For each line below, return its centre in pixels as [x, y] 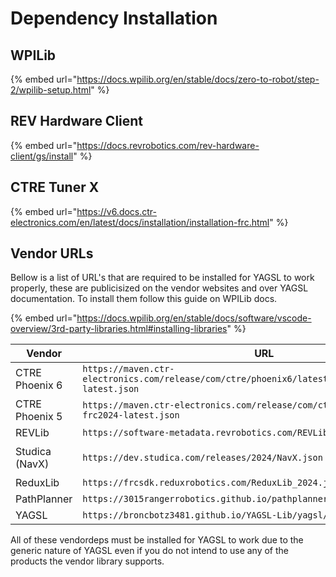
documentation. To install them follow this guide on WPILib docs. [144, 299]
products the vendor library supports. [87, 561]
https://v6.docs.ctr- [117, 211]
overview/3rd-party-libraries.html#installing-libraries [119, 329]
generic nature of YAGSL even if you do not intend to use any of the [150, 551]
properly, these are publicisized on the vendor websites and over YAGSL [159, 288]
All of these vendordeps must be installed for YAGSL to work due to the [157, 540]
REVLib [32, 433]
